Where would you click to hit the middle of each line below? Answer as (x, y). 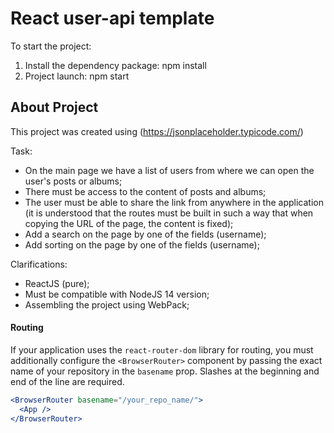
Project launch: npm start (77, 76)
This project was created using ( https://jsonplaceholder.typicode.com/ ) (157, 131)
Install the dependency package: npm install (115, 65)
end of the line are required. (67, 381)
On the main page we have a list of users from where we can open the (169, 170)
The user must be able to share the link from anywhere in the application (174, 202)
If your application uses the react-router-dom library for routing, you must (162, 349)
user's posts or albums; (73, 181)
